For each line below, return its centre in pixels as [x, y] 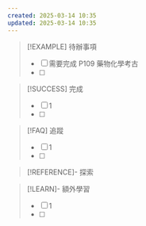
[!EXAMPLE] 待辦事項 [61, 46]
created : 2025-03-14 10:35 [52, 15]
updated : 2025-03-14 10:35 [52, 23]
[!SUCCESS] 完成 [55, 89]
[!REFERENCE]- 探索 [60, 172]
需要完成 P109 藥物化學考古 [94, 63]
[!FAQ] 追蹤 [45, 130]
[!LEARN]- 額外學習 [58, 189]
